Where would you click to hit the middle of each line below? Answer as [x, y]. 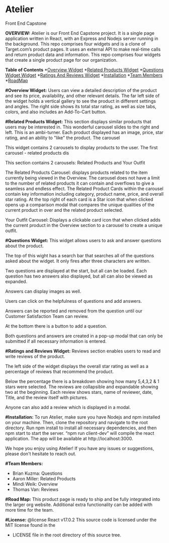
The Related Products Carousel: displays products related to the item [76, 172]
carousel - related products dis [37, 153]
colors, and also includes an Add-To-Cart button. [56, 112]
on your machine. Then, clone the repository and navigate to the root [77, 422]
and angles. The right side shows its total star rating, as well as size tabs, [81, 106]
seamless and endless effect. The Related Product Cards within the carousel [84, 189]
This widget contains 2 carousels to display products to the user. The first [81, 147]
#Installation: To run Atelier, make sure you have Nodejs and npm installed [83, 417]
